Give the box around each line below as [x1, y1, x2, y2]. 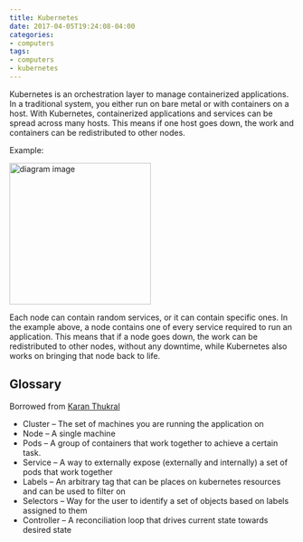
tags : [9, 47, 30, 56]
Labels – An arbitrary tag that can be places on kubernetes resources [22, 476, 281, 487]
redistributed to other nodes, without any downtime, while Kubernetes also [9, 341, 288, 352]
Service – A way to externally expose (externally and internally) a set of [22, 457, 288, 468]
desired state [22, 524, 72, 535]
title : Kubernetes [9, 13, 79, 23]
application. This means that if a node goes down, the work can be [9, 331, 258, 342]
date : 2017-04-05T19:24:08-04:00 [9, 22, 136, 31]
